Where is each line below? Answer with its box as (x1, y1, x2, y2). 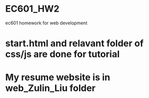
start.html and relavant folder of (5, 38, 144, 49)
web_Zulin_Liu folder (5, 82, 96, 94)
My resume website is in (5, 72, 111, 83)
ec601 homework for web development (5, 20, 88, 26)
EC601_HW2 (5, 3, 60, 15)
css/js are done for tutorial (5, 49, 120, 60)
